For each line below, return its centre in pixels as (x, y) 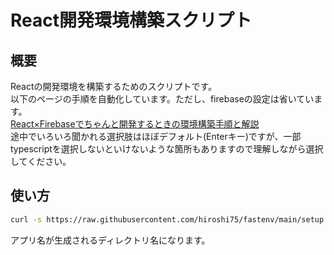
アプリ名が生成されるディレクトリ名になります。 (110, 240)
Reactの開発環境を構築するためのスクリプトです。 (114, 86)
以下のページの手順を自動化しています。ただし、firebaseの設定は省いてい (162, 99)
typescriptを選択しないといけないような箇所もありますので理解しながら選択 (167, 149)
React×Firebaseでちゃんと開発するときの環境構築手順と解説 (135, 124)
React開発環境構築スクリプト (131, 20)
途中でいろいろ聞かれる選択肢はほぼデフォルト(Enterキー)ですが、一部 (156, 136)
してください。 (41, 161)
